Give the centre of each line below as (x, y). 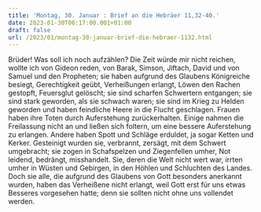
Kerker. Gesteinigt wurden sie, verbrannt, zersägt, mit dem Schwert (117, 143)
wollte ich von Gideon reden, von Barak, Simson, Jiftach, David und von (124, 68)
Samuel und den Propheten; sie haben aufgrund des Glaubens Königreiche (129, 76)
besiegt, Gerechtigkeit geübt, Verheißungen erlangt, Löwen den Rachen (125, 85)
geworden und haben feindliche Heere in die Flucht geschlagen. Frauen (124, 110)
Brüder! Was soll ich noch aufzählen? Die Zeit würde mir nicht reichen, (122, 60)
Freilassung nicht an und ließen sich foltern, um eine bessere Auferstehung (130, 126)
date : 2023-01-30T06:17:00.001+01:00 (70, 23)
